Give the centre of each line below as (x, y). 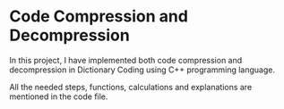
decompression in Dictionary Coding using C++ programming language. (142, 70)
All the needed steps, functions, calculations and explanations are (131, 87)
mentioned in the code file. (59, 96)
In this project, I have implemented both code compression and (126, 60)
